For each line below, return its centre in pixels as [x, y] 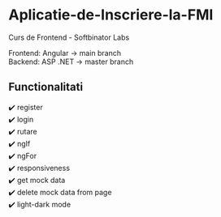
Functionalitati [46, 87]
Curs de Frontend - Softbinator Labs [69, 37]
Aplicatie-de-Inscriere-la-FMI [111, 15]
